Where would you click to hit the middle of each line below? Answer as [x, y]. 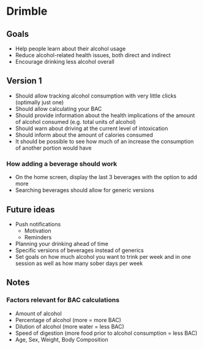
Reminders [38, 237]
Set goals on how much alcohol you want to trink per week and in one [103, 256]
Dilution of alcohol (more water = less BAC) [69, 326]
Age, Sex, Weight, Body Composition [61, 339]
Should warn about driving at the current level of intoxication [91, 128]
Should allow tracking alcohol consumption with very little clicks [96, 96]
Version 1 [24, 81]
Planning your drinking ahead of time [62, 244]
